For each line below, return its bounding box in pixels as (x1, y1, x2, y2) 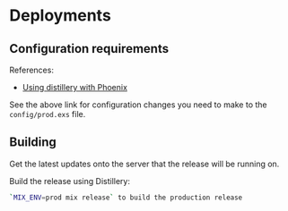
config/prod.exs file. (9, 109, 86, 119)
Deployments (9, 5, 112, 26)
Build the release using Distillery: (9, 175, 130, 186)
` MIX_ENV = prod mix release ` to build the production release (9, 193, 243, 202)
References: (9, 64, 54, 75)
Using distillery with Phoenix (22, 82, 128, 92)
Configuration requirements (9, 41, 169, 56)
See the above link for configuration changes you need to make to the (9, 99, 267, 110)
